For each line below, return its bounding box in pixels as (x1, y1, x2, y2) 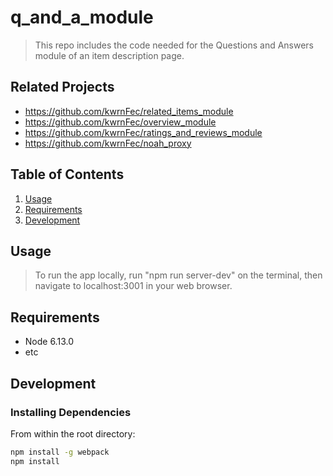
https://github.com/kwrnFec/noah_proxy (24, 137, 192, 149)
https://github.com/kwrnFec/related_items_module (24, 105, 234, 117)
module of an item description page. (34, 49, 185, 61)
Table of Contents (10, 166, 125, 183)
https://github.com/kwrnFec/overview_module (24, 116, 217, 128)
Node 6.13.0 (24, 336, 74, 348)
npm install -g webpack (10, 447, 110, 457)
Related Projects (10, 79, 115, 96)
